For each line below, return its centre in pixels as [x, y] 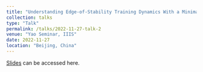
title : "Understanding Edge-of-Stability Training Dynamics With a [93, 12]
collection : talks [29, 18]
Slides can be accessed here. [43, 63]
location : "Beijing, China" [42, 46]
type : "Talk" [23, 23]
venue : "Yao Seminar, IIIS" [42, 34]
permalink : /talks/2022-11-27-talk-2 [54, 29]
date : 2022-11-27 [28, 40]
